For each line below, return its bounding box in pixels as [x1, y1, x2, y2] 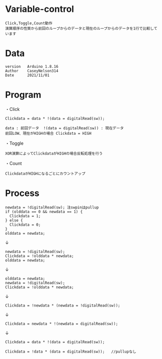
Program [5, 89, 41, 101]
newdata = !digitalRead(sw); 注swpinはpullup [5, 205, 99, 210]
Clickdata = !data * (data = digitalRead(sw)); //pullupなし [5, 349, 137, 354]
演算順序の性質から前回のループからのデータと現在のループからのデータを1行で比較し [5, 26, 154, 31]
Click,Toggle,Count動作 [5, 21, 53, 26]
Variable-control [5, 3, 74, 15]
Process [5, 188, 40, 199]
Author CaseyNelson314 [5, 68, 58, 73]
